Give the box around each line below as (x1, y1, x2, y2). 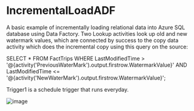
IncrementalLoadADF (6, 4, 116, 18)
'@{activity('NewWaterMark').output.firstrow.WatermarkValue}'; (6, 74, 166, 81)
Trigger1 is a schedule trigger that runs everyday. (6, 86, 129, 93)
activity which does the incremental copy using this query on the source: (6, 43, 188, 50)
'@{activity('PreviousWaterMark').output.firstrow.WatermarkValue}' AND (6, 61, 187, 69)
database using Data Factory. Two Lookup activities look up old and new (6, 30, 188, 37)
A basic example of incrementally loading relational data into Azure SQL (6, 24, 186, 31)
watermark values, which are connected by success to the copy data (6, 36, 179, 44)
